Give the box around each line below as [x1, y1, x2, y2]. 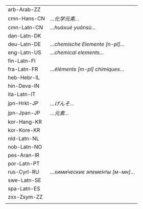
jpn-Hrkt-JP [8, 100, 39, 107]
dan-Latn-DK [8, 32, 41, 39]
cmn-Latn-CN [8, 24, 43, 31]
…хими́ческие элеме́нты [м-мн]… [50, 168, 135, 175]
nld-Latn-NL [8, 135, 39, 142]
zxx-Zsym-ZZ [8, 194, 43, 200]
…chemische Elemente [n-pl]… [50, 41, 125, 48]
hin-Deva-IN [8, 82, 40, 89]
